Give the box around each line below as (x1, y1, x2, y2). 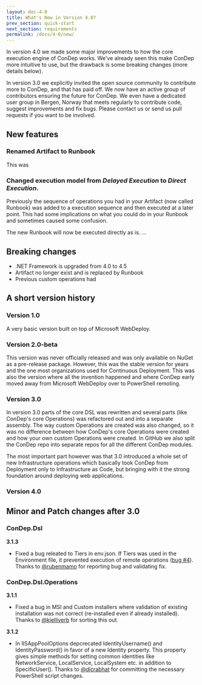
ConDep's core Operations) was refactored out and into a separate (6, 415, 173, 423)
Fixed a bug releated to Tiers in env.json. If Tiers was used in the (15, 550, 177, 557)
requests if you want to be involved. (6, 112, 96, 119)
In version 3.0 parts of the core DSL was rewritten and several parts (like (6, 409, 187, 416)
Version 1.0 (6, 311, 41, 319)
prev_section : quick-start (6, 20, 75, 26)
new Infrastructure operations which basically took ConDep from (6, 459, 169, 466)
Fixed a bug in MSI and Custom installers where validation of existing (15, 604, 188, 611)
